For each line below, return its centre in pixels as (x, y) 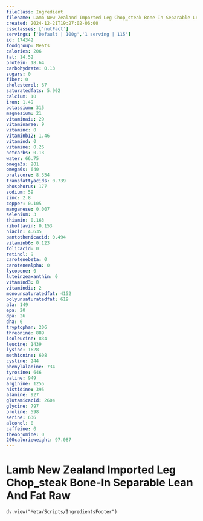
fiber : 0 (17, 79)
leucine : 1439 (24, 344)
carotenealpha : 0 (28, 265)
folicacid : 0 (23, 248)
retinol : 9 (20, 254)
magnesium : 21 (24, 113)
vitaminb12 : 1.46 (28, 136)
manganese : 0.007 (28, 209)
